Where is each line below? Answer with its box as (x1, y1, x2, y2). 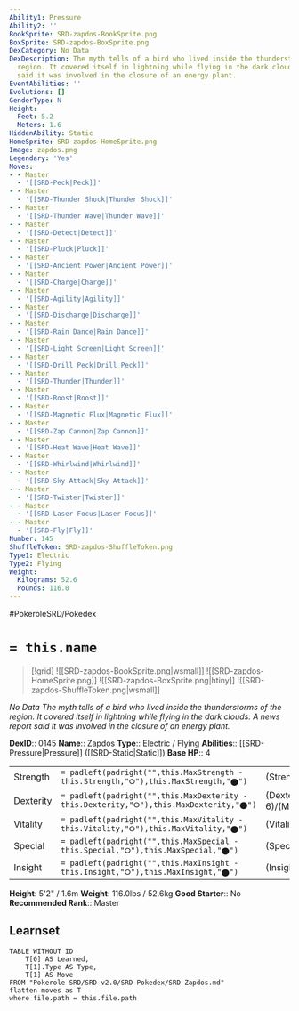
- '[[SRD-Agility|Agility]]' (17, 295, 125, 303)
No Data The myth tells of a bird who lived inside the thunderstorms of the (9, 701, 282, 712)
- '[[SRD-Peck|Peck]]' (17, 179, 101, 188)
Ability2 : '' (9, 21, 58, 30)
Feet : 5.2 (17, 112, 53, 121)
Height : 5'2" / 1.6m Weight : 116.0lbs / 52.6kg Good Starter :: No (9, 887, 242, 899)
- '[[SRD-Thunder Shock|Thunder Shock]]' (17, 195, 174, 205)
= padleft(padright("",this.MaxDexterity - (61, 791, 248, 801)
